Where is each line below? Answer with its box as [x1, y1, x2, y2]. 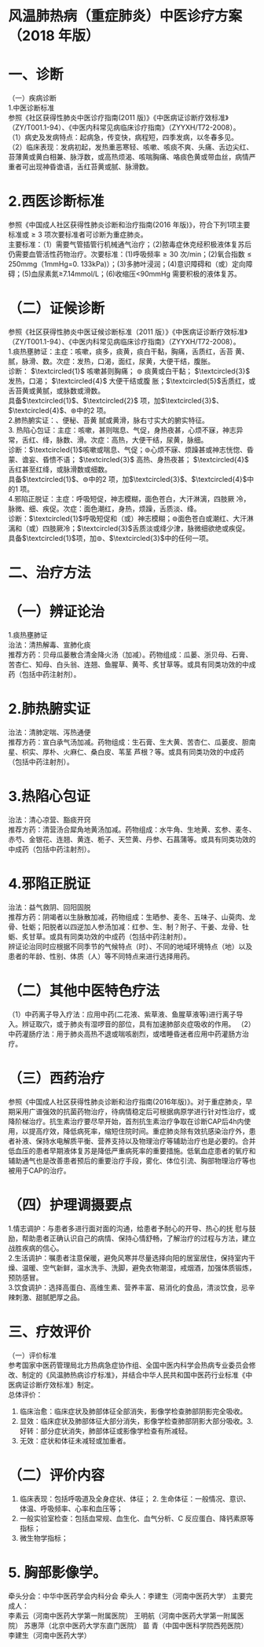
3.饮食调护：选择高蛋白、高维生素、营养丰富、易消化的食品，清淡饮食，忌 [8, 1282, 249, 1292]
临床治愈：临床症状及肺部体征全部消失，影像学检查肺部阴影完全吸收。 [19, 1406, 247, 1416]
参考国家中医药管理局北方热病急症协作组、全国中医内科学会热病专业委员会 [8, 1360, 249, 1369]
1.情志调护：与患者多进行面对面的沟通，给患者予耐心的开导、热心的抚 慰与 [8, 1223, 249, 1233]
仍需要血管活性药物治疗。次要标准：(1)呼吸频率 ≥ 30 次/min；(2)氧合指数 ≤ [8, 249, 252, 259]
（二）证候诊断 [8, 300, 105, 318]
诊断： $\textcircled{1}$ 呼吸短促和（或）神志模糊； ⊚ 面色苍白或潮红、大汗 [8, 514, 247, 523]
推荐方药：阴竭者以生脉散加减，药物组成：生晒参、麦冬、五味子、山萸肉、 [8, 912, 249, 921]
